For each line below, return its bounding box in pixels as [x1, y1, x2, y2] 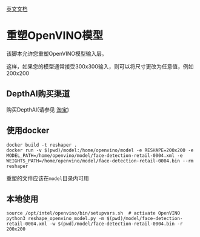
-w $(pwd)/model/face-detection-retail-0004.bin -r [49, 221, 183, 227]
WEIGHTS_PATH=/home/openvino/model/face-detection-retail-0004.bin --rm [6, 158, 194, 164]
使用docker [6, 125, 50, 136]
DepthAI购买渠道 [6, 88, 70, 99]
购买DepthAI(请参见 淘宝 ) [6, 105, 70, 113]
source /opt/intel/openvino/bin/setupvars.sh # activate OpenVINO [6, 210, 181, 216]
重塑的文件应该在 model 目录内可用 [6, 175, 89, 182]
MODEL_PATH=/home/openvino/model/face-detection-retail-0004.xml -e [6, 152, 183, 159]
